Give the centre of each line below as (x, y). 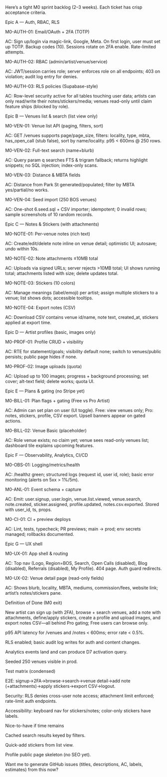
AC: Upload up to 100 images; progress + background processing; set (77, 376)
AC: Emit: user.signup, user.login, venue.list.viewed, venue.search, (73, 499)
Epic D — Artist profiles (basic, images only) (50, 332)
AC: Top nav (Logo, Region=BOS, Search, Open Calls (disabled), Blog (76, 563)
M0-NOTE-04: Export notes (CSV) (40, 308)
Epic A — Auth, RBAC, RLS (32, 22)
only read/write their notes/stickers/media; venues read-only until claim (79, 101)
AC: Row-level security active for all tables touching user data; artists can (81, 96)
